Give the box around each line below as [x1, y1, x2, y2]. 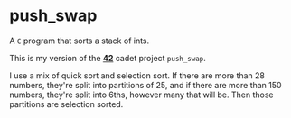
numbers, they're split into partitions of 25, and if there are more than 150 [9, 79, 282, 90]
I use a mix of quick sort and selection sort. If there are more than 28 [9, 69, 265, 81]
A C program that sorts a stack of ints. [9, 35, 150, 46]
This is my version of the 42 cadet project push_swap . [9, 52, 206, 63]
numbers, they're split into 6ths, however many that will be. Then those [9, 89, 274, 100]
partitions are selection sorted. [9, 98, 124, 109]
